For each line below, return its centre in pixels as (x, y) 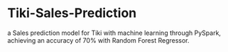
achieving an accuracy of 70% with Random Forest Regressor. (98, 40)
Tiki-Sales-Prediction (72, 13)
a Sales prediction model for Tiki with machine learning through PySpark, (114, 33)
